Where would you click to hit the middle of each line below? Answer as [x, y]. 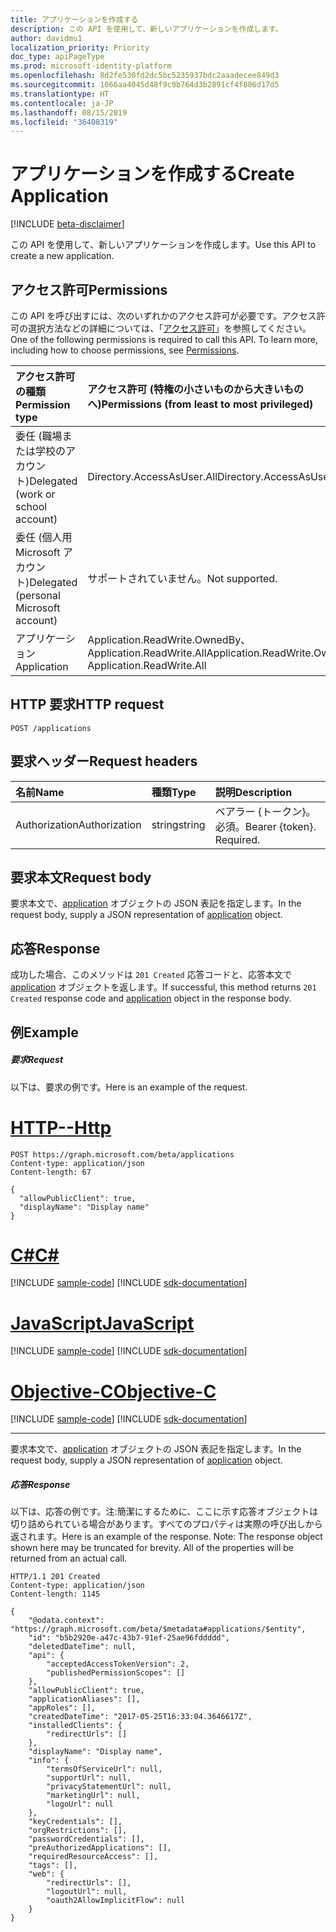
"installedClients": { [75, 1726]
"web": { [46, 1874]
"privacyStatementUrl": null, [109, 1787]
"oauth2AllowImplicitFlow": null [116, 1901]
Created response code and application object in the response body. [151, 998]
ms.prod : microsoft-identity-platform [91, 66]
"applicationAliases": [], [84, 1699]
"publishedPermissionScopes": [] [116, 1673]
